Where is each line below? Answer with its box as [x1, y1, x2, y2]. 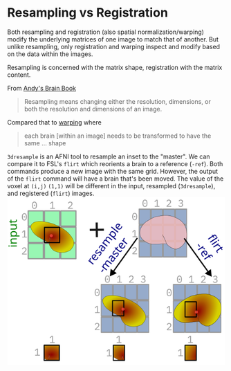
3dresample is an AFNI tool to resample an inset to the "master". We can [7, 152, 210, 161]
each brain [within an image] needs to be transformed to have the [24, 132, 212, 140]
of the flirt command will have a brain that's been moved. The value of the [7, 174, 224, 183]
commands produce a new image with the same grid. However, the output [7, 167, 219, 175]
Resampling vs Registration [7, 5, 168, 21]
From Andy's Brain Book [7, 84, 76, 92]
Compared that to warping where [7, 118, 102, 126]
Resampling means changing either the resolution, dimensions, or [24, 97, 211, 105]
